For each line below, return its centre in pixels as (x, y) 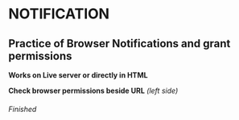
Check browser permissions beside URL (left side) (93, 90)
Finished (23, 109)
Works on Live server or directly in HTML (78, 75)
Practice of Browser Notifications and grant (119, 44)
